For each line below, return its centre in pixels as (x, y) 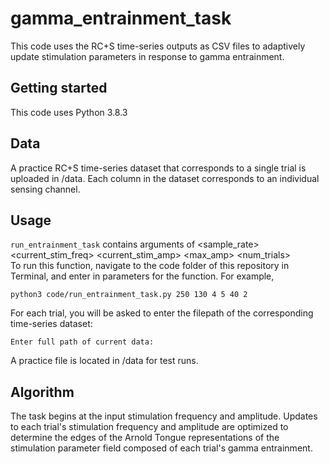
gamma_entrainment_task (121, 18)
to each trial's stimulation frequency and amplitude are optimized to (149, 427)
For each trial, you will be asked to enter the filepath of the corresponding (162, 313)
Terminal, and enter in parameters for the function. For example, (142, 276)
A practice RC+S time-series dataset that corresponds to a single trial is (158, 168)
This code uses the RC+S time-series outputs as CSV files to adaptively (158, 46)
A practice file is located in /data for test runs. (104, 361)
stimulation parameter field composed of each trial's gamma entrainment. (161, 448)
